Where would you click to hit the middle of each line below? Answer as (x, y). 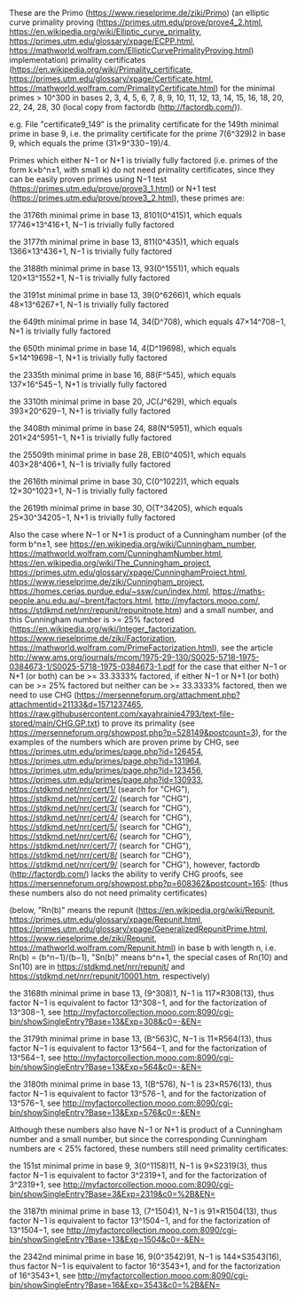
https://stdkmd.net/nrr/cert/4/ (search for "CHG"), (101, 817)
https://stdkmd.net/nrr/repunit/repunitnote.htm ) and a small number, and (141, 610)
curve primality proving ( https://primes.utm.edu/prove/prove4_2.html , (136, 22)
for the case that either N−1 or (232, 666)
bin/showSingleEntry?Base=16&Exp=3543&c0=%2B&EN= (115, 1285)
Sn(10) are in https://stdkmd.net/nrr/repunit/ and (97, 967)
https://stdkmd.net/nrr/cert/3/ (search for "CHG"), (101, 808)
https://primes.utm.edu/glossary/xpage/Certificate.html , (111, 79)
